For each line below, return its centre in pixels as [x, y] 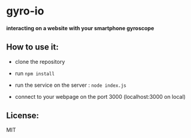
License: [23, 115]
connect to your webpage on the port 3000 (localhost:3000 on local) [100, 96]
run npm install [35, 73]
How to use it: [32, 47]
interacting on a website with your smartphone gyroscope [80, 28]
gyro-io [25, 11]
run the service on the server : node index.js [71, 85]
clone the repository [40, 61]
